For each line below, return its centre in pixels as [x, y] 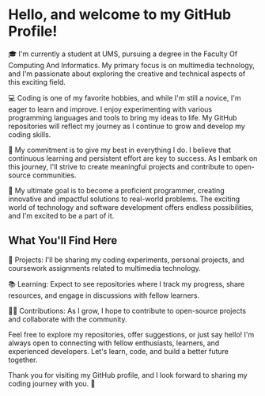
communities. [55, 175]
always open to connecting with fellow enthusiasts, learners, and [114, 343]
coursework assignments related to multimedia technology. [105, 268]
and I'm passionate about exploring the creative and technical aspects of [127, 74]
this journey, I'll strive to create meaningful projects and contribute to [121, 166]
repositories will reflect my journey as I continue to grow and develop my [127, 126]
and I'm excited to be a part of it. [61, 215]
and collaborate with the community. [68, 319]
